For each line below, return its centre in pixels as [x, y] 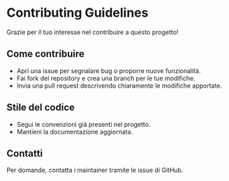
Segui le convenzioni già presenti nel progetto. [83, 124]
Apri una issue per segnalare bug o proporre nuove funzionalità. [109, 70]
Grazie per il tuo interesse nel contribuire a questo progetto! [93, 32]
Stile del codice [40, 108]
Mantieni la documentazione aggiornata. [75, 132]
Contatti [25, 154]
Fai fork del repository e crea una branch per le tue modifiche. [106, 78]
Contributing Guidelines [77, 13]
